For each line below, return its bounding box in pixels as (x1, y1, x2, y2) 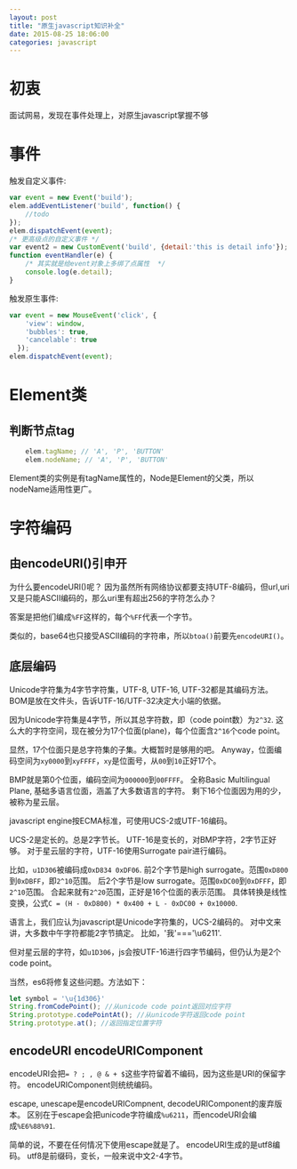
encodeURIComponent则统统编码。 (26, 1079, 157, 1090)
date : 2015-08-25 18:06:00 (9, 29, 109, 38)
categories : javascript (9, 37, 98, 47)
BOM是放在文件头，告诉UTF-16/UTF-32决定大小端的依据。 (9, 695, 227, 706)
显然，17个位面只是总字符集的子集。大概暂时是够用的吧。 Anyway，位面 (9, 744, 275, 755)
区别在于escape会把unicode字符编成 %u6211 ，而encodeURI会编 (26, 1109, 257, 1120)
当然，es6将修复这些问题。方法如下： (9, 976, 148, 987)
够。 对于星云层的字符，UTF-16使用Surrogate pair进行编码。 (9, 845, 231, 856)
